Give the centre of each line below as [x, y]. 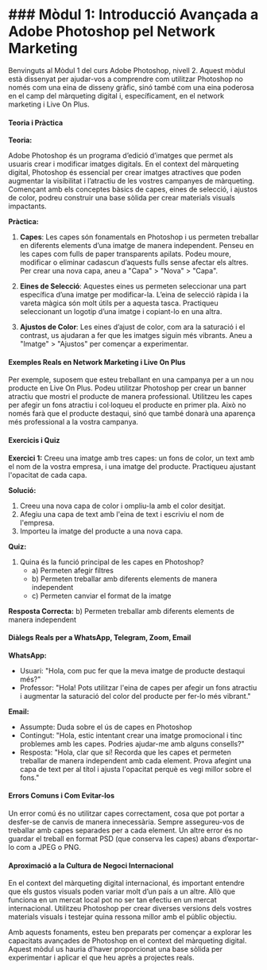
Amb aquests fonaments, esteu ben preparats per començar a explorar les [130, 933]
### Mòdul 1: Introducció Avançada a [133, 15]
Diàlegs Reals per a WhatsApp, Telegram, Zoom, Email [100, 638]
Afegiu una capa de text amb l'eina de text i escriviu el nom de [122, 514]
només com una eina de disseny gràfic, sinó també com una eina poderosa [131, 87]
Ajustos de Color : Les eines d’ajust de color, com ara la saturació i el [132, 327]
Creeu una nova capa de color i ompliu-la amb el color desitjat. [122, 506]
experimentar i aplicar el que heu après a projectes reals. [101, 958]
